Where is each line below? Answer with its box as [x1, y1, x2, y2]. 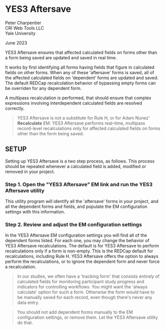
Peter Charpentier [5, 20, 42, 26]
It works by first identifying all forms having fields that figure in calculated [5, 64, 155, 70]
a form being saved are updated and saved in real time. [5, 54, 117, 60]
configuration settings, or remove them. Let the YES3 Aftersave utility [17, 315, 158, 321]
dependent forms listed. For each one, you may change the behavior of [5, 238, 150, 244]
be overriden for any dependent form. [5, 85, 82, 91]
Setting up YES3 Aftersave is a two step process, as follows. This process [5, 158, 155, 164]
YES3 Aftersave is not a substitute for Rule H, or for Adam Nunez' [17, 115, 150, 121]
